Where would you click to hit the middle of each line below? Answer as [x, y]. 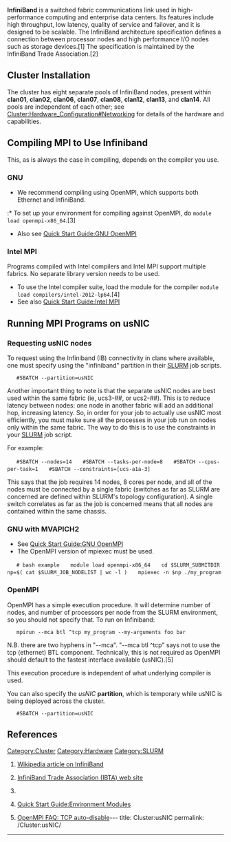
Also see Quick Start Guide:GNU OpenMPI [77, 233]
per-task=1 [23, 469]
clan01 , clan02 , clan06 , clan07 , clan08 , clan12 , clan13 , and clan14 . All [109, 99]
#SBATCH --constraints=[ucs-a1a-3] [100, 469]
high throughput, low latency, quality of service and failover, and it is [104, 24]
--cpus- [209, 462]
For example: [26, 448]
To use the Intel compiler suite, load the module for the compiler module [118, 287]
